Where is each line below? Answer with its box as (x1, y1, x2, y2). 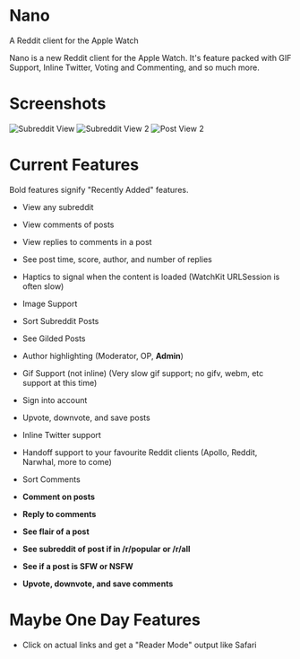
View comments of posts (21, 219, 115, 230)
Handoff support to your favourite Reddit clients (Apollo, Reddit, (21, 446, 258, 458)
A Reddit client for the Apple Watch (9, 35, 139, 46)
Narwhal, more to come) (21, 456, 112, 467)
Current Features (9, 154, 140, 175)
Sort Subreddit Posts (21, 315, 99, 326)
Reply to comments (21, 508, 97, 519)
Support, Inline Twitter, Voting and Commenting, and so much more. (9, 62, 260, 73)
